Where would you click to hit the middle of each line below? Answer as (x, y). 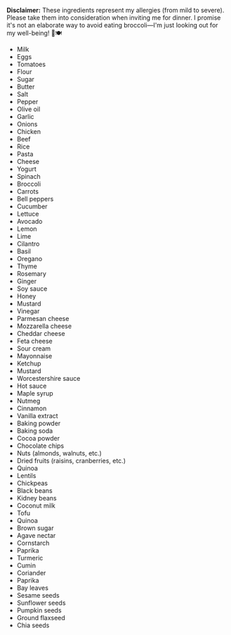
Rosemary (32, 274)
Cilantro (28, 244)
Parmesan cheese (43, 319)
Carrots (28, 191)
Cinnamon (32, 408)
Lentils (26, 476)
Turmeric (30, 558)
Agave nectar (36, 535)
